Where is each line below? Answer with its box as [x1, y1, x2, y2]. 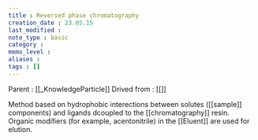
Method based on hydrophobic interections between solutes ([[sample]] [8, 99, 242, 109]
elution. [8, 124, 33, 134]
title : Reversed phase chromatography [8, 11, 140, 20]
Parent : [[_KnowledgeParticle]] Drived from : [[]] [8, 84, 167, 94]
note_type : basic [8, 33, 69, 42]
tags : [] [8, 63, 41, 71]
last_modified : [8, 26, 62, 34]
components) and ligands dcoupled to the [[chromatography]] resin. [8, 108, 230, 117]
